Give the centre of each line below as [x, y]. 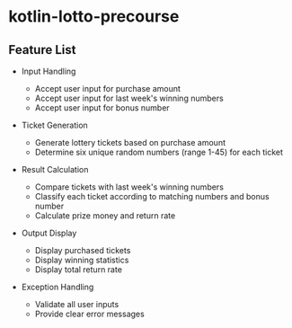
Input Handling [49, 71]
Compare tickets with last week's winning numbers [129, 187]
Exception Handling [58, 287]
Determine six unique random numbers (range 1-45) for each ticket [159, 152]
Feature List [42, 50]
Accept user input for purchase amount [108, 89]
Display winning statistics [82, 260]
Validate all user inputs [77, 304]
